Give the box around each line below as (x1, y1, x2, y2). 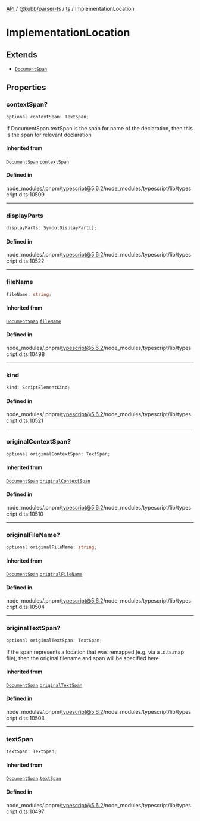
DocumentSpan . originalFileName (6, 570, 83, 577)
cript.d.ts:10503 (6, 714, 45, 722)
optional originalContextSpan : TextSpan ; (6, 451, 111, 457)
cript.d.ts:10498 (6, 351, 45, 358)
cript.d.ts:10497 (6, 808, 45, 815)
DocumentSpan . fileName (6, 317, 61, 324)
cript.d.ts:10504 (6, 604, 45, 611)
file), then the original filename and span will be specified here (6, 654, 159, 661)
